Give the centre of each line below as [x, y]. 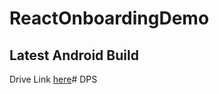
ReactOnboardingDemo [109, 18]
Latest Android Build [74, 55]
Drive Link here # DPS [53, 79]
